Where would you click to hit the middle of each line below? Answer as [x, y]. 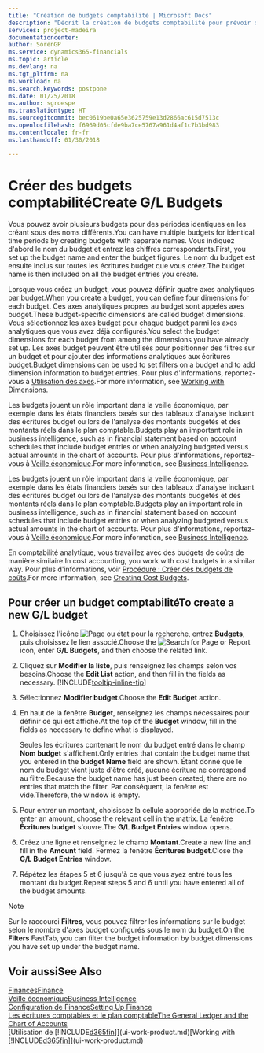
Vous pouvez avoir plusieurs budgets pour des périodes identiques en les [127, 224]
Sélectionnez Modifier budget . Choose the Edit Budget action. [120, 698]
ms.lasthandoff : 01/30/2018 [54, 140]
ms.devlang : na [33, 67]
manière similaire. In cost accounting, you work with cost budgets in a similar [132, 561]
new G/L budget [48, 615]
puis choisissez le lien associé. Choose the [88, 642]
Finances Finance [36, 990]
